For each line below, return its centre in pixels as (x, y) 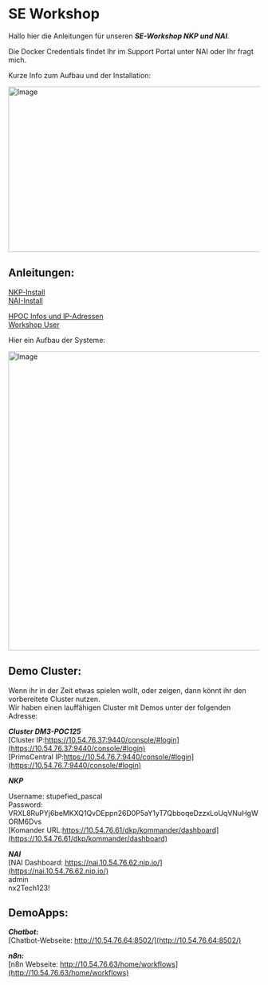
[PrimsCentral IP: (36, 756)
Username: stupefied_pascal (55, 796)
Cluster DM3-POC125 (45, 731)
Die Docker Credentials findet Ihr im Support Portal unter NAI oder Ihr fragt (131, 51)
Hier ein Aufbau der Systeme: (57, 340)
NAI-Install (26, 301)
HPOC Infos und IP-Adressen (56, 316)
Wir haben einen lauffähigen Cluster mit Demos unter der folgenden (120, 707)
